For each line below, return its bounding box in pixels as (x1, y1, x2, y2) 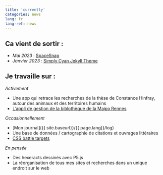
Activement (5, 85, 29, 91)
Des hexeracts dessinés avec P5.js (12, 154, 83, 160)
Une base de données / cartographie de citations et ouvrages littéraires (12, 130, 159, 136)
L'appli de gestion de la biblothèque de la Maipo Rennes (12, 105, 127, 112)
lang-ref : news (5, 21, 37, 26)
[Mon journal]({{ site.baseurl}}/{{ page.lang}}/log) (12, 124, 114, 130)
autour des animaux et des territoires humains (12, 100, 107, 106)
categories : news (5, 12, 41, 17)
